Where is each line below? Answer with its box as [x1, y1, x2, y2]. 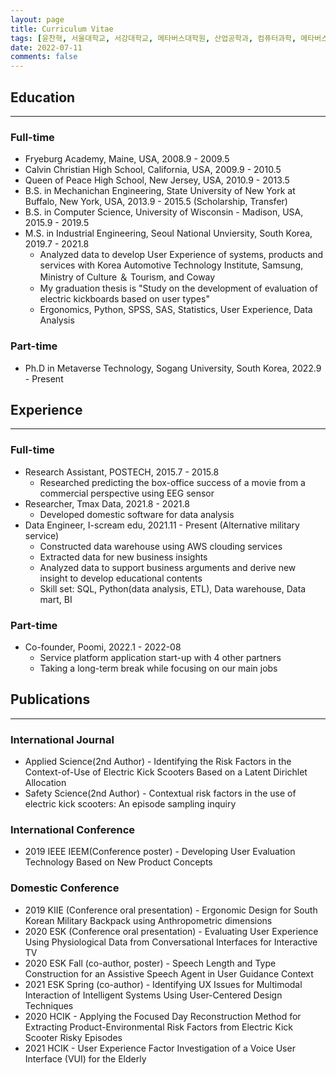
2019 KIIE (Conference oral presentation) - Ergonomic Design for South [24, 904, 318, 916]
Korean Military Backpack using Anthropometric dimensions [24, 914, 273, 926]
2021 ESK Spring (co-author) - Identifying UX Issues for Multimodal [24, 978, 303, 990]
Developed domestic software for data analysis [39, 508, 235, 520]
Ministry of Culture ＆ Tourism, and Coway [39, 271, 216, 283]
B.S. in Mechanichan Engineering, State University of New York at [24, 185, 296, 197]
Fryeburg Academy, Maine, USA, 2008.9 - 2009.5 [24, 153, 230, 165]
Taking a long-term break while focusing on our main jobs [39, 662, 278, 674]
